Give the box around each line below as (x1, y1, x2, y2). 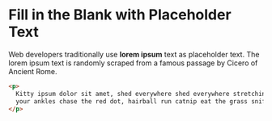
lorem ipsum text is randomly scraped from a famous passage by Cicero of (8, 58, 258, 68)
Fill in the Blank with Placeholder (8, 6, 232, 24)
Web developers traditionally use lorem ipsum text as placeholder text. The (8, 49, 260, 59)
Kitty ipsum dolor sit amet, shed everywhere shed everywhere (15, 90, 230, 98)
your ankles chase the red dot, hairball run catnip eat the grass (15, 97, 249, 106)
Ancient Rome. (8, 66, 57, 76)
